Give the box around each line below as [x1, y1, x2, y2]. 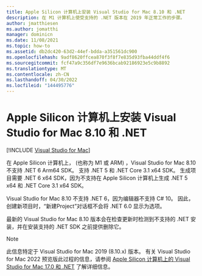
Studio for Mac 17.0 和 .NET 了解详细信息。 [6, 263, 114, 270]
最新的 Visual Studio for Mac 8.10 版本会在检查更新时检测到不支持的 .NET [6, 215, 190, 222]
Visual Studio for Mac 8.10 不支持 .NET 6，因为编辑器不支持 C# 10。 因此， [6, 194, 194, 202]
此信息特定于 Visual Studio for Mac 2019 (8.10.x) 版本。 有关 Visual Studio [6, 247, 190, 255]
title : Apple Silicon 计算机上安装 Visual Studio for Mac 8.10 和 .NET [6, 9, 186, 15]
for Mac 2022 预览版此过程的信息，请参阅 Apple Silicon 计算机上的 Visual [6, 255, 190, 263]
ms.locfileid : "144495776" [6, 83, 75, 89]
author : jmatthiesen [6, 20, 59, 26]
